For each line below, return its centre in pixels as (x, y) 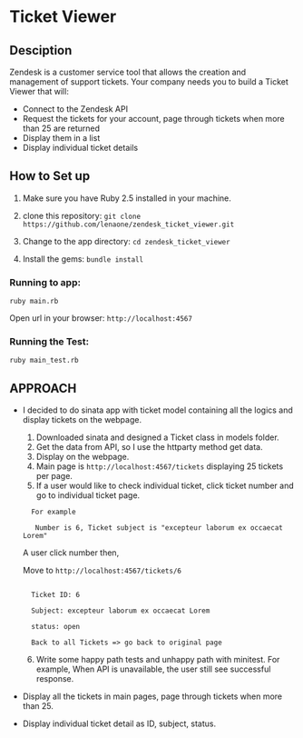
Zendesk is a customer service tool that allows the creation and (128, 72)
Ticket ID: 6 (56, 595)
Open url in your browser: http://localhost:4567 (101, 318)
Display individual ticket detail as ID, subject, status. (119, 723)
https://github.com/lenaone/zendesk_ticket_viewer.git (128, 224)
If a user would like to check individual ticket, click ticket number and (165, 486)
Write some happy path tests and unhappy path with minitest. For (158, 660)
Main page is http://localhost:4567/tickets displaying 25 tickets (160, 466)
